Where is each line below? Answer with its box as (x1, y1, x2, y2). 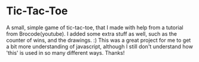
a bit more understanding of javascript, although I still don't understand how (6, 43, 193, 50)
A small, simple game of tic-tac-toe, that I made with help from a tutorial (6, 24, 183, 31)
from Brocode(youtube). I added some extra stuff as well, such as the (6, 30, 177, 37)
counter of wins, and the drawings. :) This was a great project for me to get (6, 36, 191, 44)
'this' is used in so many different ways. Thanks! (6, 49, 125, 56)
